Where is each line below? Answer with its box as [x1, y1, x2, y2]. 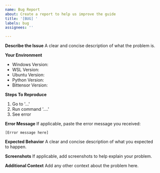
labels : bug [5, 20, 29, 26]
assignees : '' [5, 25, 34, 30]
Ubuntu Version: [12, 72, 45, 78]
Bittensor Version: [12, 82, 48, 88]
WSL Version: [12, 67, 40, 73]
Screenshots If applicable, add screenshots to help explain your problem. [5, 154, 152, 159]
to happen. [5, 144, 27, 150]
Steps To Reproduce [5, 92, 47, 98]
